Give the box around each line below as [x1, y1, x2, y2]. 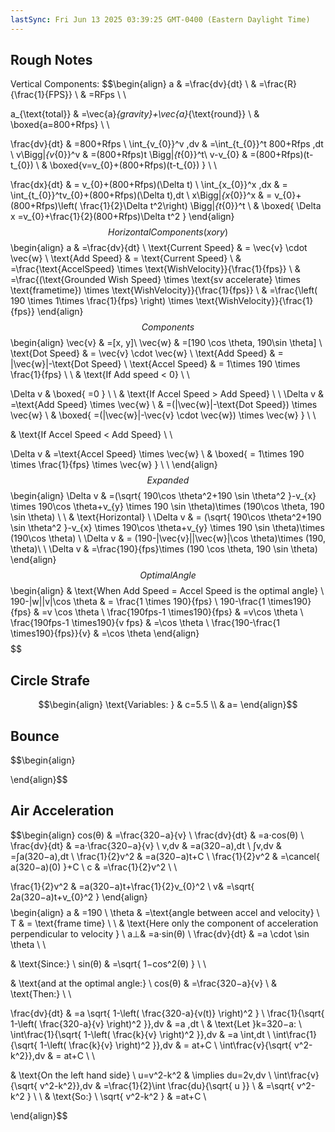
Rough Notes [10, 52, 93, 69]
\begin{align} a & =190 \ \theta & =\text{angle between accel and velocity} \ [10, 906, 320, 918]
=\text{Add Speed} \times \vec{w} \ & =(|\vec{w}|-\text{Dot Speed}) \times [10, 399, 318, 411]
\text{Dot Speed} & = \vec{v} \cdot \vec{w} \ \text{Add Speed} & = [10, 347, 284, 360]
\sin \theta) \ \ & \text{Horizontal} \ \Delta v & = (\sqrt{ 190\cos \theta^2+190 [10, 511, 322, 523]
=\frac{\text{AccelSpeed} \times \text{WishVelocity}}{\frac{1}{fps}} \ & [10, 263, 301, 275]
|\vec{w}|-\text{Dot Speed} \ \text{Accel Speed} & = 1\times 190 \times [10, 358, 301, 370]
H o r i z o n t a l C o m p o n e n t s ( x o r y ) [107, 226, 229, 238]
